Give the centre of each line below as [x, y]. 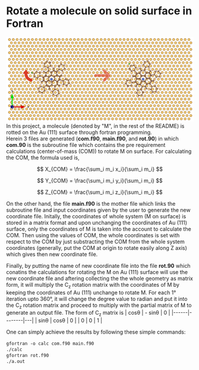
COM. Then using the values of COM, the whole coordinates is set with [93, 235]
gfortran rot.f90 [28, 356]
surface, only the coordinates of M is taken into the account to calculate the [99, 229]
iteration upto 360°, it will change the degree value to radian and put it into [97, 299]
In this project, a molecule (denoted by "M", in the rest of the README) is [95, 126]
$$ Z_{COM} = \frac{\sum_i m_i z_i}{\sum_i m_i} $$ [100, 192]
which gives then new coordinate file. [52, 254]
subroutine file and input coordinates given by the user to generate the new [99, 210]
